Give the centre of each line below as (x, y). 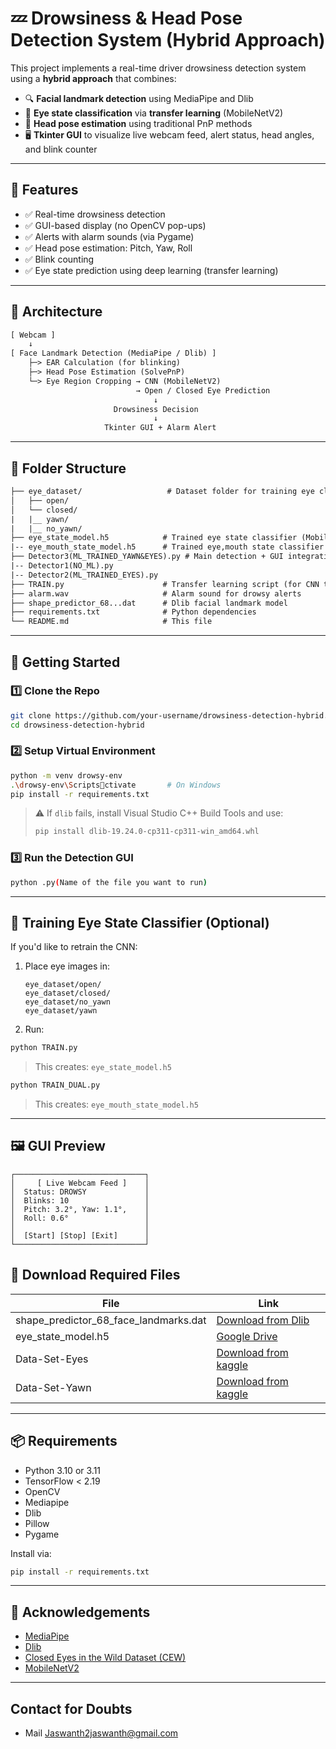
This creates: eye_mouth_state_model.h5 (116, 1104)
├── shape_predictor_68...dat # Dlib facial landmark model (149, 603)
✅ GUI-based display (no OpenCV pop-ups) (115, 225)
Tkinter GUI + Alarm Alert (160, 428)
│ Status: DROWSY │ (80, 1192)
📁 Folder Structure (68, 468)
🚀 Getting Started (65, 662)
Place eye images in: (67, 966)
